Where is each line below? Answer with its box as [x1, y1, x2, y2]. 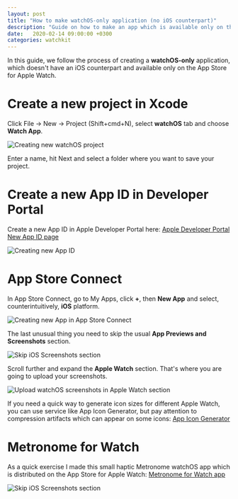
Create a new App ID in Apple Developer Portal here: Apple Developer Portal [7, 225, 230, 234]
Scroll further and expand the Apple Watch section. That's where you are [7, 364, 222, 372]
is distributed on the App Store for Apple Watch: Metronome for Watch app [7, 470, 225, 478]
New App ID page [7, 233, 59, 241]
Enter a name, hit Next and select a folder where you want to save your [7, 154, 215, 163]
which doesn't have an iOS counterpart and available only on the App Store [7, 64, 227, 72]
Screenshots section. [7, 337, 71, 345]
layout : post [7, 10, 46, 18]
